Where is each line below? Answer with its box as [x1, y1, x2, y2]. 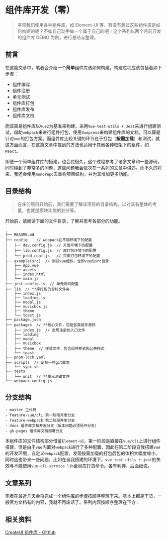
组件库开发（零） [5, 4, 76, 16]
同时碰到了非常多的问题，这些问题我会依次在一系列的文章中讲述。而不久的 [5, 165, 158, 171]
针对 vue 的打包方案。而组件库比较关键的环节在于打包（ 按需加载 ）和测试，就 [5, 135, 160, 141]
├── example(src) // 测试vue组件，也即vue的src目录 [5, 258, 109, 264]
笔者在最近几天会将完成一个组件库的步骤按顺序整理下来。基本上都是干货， [5, 493, 158, 499]
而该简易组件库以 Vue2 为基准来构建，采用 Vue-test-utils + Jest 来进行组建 [5, 123, 157, 129]
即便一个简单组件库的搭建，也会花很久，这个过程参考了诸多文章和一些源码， [5, 158, 162, 164]
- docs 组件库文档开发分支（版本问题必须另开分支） [5, 424, 98, 429]
